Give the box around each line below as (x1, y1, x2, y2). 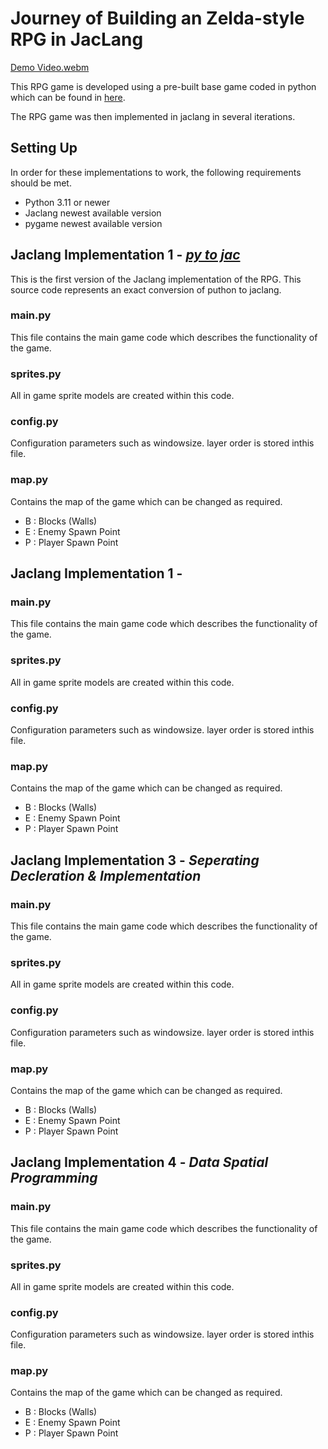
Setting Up (10, 140, 78, 157)
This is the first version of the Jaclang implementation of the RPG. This (10, 273, 302, 285)
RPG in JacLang (10, 28, 144, 51)
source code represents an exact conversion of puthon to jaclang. (10, 283, 282, 296)
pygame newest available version (24, 217, 163, 229)
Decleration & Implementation (10, 867, 202, 884)
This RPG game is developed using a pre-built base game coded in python (10, 80, 317, 92)
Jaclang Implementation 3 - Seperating (10, 852, 260, 869)
